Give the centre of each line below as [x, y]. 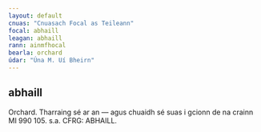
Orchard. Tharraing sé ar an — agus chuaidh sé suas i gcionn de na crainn [131, 112]
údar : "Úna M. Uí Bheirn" [51, 61]
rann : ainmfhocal [37, 46]
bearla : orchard [35, 53]
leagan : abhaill [35, 38]
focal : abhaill [34, 30]
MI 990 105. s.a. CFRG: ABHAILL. [63, 120]
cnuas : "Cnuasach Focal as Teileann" [71, 23]
